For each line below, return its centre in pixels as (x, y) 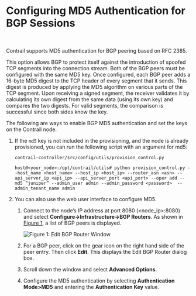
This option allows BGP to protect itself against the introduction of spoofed (96, 62)
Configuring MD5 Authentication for (96, 11)
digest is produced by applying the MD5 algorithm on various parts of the (94, 87)
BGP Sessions (41, 23)
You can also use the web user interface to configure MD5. (85, 199)
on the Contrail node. (32, 129)
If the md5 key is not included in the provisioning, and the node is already (102, 140)
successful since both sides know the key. (57, 112)
